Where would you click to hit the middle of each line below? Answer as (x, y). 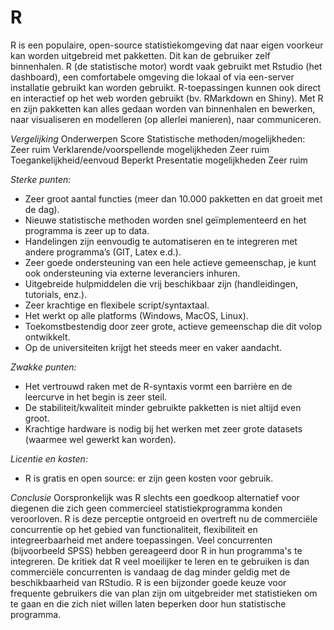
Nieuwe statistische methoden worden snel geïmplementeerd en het (165, 220)
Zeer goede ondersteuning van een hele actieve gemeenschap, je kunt (170, 262)
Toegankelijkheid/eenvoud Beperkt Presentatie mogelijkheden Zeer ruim (159, 160)
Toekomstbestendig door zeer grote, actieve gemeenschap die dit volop (173, 326)
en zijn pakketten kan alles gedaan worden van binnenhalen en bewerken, (163, 108)
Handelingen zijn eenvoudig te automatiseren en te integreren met (161, 241)
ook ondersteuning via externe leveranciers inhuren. (132, 273)
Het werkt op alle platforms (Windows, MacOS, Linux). (136, 315)
